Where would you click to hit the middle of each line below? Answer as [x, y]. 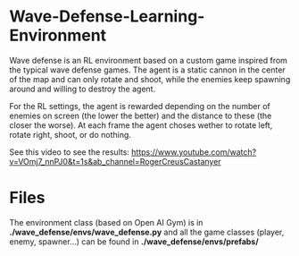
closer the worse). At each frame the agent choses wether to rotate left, [141, 125]
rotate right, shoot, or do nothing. [71, 134]
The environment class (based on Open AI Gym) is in [106, 222]
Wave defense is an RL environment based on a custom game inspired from [149, 60]
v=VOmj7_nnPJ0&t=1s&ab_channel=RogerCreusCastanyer [115, 161]
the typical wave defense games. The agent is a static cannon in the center [147, 70]
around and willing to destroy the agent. [83, 89]
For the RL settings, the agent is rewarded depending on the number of [140, 106]
